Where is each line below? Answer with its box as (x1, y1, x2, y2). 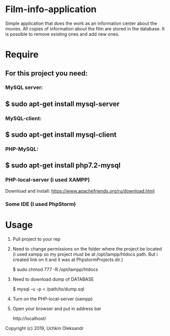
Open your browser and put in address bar (12, 305, 102, 312)
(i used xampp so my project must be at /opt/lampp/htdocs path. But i (12, 251, 158, 257)
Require (5, 49, 39, 60)
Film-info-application (5, 4, 97, 15)
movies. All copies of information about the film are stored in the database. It (5, 25, 165, 31)
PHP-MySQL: (5, 146, 39, 153)
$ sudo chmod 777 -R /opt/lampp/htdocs (12, 266, 98, 272)
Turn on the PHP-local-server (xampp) (12, 296, 93, 302)
